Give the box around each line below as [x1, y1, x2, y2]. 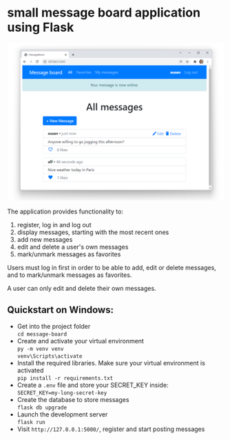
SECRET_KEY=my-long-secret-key [17, 390, 107, 396]
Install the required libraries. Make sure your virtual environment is [17, 359, 205, 367]
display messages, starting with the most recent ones [17, 228, 169, 236]
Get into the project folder [17, 323, 91, 331]
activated [17, 366, 44, 374]
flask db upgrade [17, 404, 67, 412]
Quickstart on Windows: [7, 304, 114, 316]
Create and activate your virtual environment [17, 337, 145, 345]
